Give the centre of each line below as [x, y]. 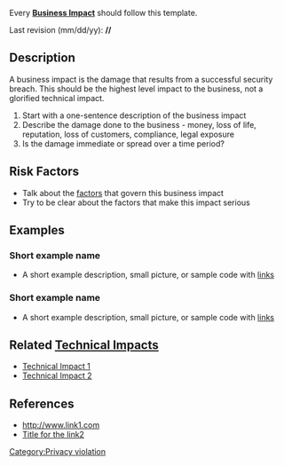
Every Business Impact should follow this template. [103, 13]
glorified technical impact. [57, 98]
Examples [37, 230]
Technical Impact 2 [57, 375]
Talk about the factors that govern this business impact [123, 193]
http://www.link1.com [61, 425]
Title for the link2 [53, 435]
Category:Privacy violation [58, 452]
